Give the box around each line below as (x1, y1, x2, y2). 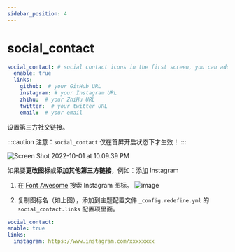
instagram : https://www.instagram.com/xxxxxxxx (13, 238, 155, 245)
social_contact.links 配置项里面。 (17, 204, 119, 213)
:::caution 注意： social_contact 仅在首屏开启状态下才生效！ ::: (7, 137, 187, 146)
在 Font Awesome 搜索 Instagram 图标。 (17, 181, 133, 189)
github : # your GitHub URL (20, 83, 101, 90)
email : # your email (20, 109, 83, 116)
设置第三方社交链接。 (7, 122, 69, 131)
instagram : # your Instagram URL (20, 90, 117, 97)
